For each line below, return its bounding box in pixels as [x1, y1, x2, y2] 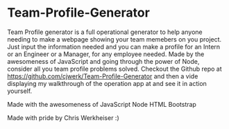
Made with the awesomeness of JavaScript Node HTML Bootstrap [7, 100, 196, 108]
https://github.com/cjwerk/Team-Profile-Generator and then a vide [7, 71, 198, 80]
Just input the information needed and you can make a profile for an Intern [7, 42, 221, 51]
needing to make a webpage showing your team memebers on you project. [7, 35, 222, 43]
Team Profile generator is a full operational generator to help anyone [7, 28, 203, 36]
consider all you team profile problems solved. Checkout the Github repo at [7, 64, 222, 73]
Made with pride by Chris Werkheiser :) [7, 113, 119, 122]
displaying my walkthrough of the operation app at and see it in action [7, 79, 207, 87]
